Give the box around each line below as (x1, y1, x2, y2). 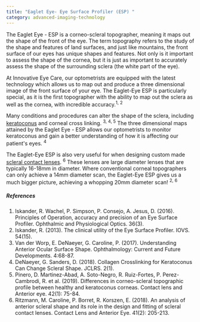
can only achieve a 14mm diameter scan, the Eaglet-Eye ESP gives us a (6, 171, 181, 178)
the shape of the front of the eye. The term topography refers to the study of (6, 37, 195, 44)
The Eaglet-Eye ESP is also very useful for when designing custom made (6, 151, 185, 159)
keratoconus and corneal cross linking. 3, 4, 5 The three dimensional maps (6, 119, 187, 126)
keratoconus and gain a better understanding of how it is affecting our (6, 132, 179, 139)
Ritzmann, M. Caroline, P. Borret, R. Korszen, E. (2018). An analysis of (14, 296, 186, 303)
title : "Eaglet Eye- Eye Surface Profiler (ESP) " (6, 8, 135, 15)
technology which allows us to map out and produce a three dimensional (6, 80, 185, 87)
